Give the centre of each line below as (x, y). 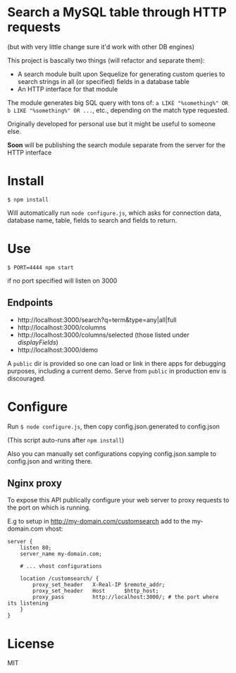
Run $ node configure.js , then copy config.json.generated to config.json (114, 426)
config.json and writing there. (50, 461)
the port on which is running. (49, 507)
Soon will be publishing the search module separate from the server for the (117, 144)
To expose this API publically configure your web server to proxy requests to (118, 500)
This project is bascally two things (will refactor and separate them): (106, 60)
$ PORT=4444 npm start (41, 267)
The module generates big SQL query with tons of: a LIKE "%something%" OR (118, 102)
